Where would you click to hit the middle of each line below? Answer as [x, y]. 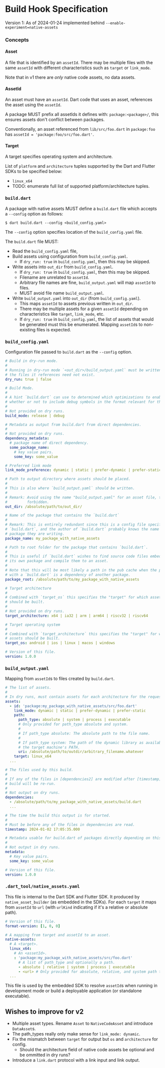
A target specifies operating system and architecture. [59, 157]
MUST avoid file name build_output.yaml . [62, 293]
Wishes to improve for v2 [44, 1012]
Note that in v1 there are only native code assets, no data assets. [70, 77]
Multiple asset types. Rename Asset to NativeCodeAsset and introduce [82, 1024]
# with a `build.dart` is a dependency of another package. [68, 575]
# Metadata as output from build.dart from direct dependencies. [73, 425]
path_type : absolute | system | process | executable [74, 720]
